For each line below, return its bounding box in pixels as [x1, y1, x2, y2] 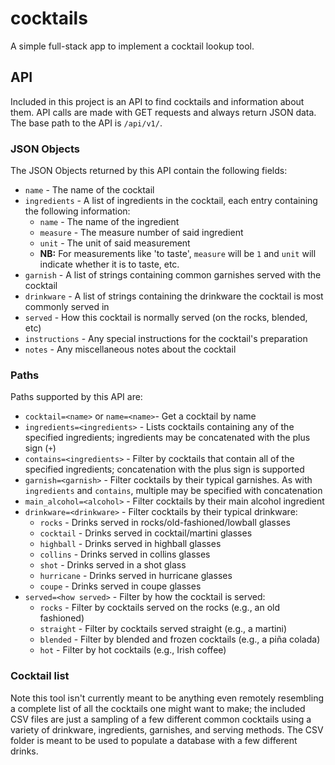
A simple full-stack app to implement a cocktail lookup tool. [10, 40, 255, 52]
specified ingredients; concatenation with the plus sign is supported [24, 463, 305, 476]
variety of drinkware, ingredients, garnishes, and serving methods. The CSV [10, 723, 324, 736]
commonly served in [24, 301, 110, 313]
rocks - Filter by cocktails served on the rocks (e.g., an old [39, 602, 281, 614]
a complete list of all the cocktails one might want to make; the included [10, 702, 306, 714]
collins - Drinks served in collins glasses [39, 548, 211, 561]
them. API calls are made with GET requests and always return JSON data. [10, 106, 317, 118]
